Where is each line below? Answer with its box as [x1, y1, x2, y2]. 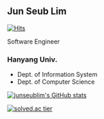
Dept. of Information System [17, 71, 98, 79]
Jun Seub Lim [7, 6, 67, 17]
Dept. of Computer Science [17, 77, 95, 86]
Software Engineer [7, 37, 60, 46]
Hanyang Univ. [7, 55, 58, 64]
